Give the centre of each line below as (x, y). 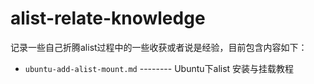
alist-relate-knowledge (108, 18)
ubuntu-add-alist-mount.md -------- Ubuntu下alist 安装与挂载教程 (159, 68)
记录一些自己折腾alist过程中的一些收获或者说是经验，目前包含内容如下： (159, 47)
